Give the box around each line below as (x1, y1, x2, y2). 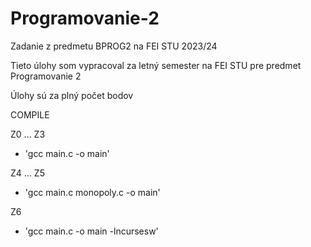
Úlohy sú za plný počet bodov (10, 89, 134, 101)
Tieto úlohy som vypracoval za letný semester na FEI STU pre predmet (10, 59, 302, 71)
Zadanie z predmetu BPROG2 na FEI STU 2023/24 (10, 40, 218, 52)
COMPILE (10, 108, 50, 121)
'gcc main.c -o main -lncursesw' (24, 225, 159, 237)
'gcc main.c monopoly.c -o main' (24, 186, 161, 198)
